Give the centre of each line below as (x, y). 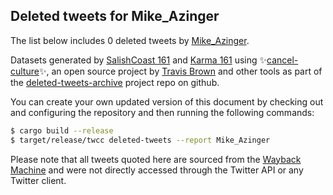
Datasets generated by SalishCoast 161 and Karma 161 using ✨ (139, 60)
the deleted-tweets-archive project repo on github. (115, 82)
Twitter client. (38, 180)
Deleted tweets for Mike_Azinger (115, 16)
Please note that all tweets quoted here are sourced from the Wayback (156, 159)
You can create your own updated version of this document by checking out (167, 101)
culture (25, 71)
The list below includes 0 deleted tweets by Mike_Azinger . (130, 40)
